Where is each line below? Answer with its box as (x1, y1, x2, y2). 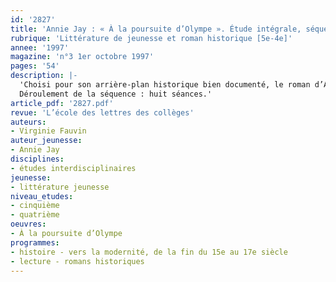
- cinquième (10, 201, 60, 211)
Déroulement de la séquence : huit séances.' (19, 89, 213, 99)
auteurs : (10, 117, 47, 127)
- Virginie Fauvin (10, 126, 87, 136)
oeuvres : (10, 219, 47, 230)
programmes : (10, 237, 60, 248)
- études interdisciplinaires (10, 163, 137, 173)
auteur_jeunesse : (10, 136, 83, 146)
